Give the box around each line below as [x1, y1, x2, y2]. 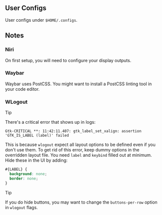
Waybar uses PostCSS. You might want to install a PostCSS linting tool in [5, 81, 152, 87]
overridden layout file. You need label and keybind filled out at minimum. [5, 152, 152, 158]
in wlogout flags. [5, 204, 38, 210]
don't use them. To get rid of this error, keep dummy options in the [5, 147, 140, 153]
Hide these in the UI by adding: [5, 157, 68, 163]
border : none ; [9, 176, 38, 181]
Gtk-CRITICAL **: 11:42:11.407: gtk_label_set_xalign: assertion [5, 129, 141, 134]
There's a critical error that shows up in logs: [5, 119, 96, 125]
